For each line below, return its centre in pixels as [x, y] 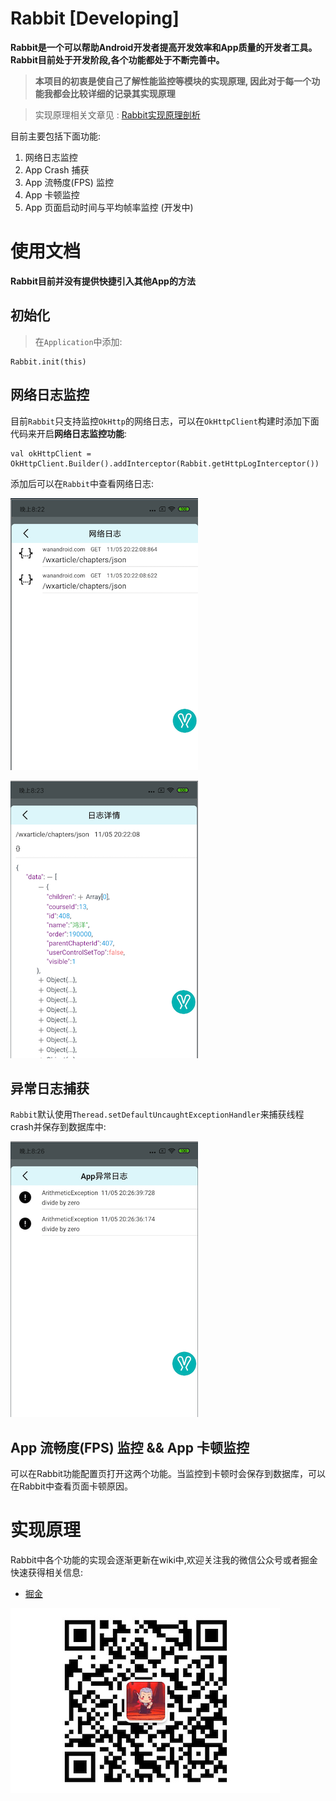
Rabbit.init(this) [48, 362]
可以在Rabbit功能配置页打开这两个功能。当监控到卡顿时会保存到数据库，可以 [168, 1474]
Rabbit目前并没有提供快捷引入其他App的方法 [103, 281]
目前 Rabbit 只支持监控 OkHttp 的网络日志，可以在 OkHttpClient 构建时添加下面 [165, 421]
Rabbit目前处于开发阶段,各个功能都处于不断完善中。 [117, 59]
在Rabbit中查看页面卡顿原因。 [71, 1486]
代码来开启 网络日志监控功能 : [69, 433]
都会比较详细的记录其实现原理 [114, 93]
